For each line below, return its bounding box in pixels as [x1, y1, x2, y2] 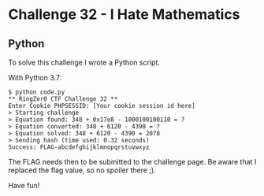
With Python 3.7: [8, 73, 62, 82]
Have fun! [8, 181, 40, 190]
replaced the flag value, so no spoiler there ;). [8, 165, 156, 175]
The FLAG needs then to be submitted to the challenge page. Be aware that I [8, 157, 257, 166]
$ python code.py [8, 88, 65, 96]
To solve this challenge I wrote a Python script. [8, 57, 160, 67]
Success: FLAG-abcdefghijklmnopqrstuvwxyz [8, 143, 150, 151]
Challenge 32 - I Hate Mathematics [8, 6, 240, 24]
